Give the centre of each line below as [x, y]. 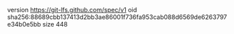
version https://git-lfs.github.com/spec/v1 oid [72, 10]
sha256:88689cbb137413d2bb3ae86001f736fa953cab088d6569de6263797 [117, 17]
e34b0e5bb [24, 24]
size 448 [55, 24]
